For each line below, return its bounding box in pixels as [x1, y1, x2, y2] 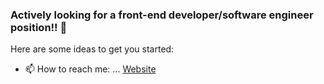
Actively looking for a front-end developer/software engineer [10, 8, 314, 22]
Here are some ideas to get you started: [10, 43, 175, 55]
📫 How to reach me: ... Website [24, 63, 157, 75]
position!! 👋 [10, 20, 68, 34]
